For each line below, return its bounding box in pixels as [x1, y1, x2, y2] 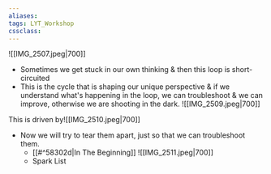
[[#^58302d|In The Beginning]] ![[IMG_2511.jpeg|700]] [32, 147, 213, 158]
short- [231, 65, 253, 74]
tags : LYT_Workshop [8, 19, 75, 28]
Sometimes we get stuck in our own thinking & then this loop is [19, 65, 230, 74]
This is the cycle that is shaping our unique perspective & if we [19, 82, 230, 91]
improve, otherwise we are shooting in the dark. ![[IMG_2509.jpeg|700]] [19, 99, 261, 109]
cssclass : [8, 27, 42, 35]
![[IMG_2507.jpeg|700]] [8, 49, 87, 59]
